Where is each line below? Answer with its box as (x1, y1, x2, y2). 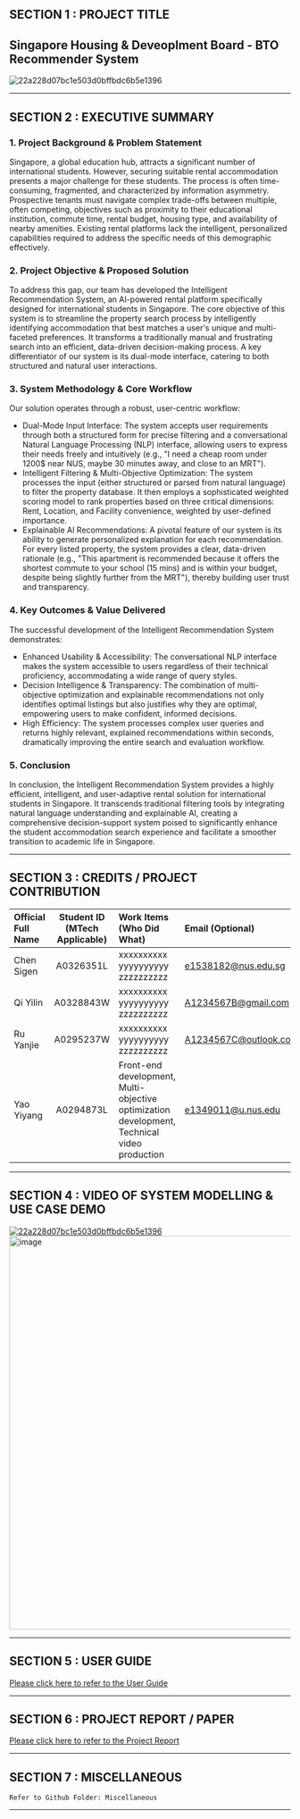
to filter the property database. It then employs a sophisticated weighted (21, 487, 288, 498)
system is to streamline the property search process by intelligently (9, 313, 257, 324)
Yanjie (13, 1038, 40, 1051)
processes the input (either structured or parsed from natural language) (21, 477, 286, 488)
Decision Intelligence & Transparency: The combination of (21, 679, 236, 691)
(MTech (65, 922, 99, 935)
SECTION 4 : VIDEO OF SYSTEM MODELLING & (9, 1188, 274, 1203)
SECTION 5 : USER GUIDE (9, 1654, 152, 1669)
